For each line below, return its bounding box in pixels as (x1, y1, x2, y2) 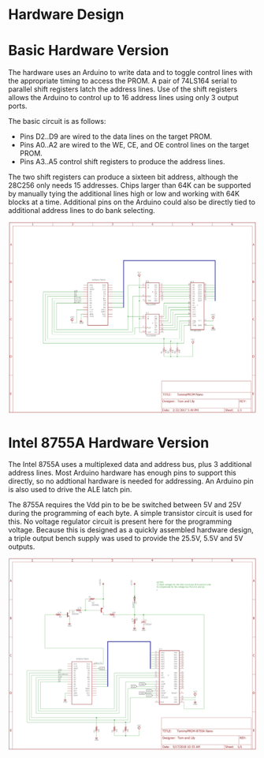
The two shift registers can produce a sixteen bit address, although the (8, 172, 239, 182)
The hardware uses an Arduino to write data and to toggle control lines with (8, 68, 254, 77)
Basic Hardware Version (8, 42, 169, 60)
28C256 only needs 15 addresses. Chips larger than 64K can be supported (8, 181, 251, 190)
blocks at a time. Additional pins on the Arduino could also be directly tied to (8, 197, 256, 207)
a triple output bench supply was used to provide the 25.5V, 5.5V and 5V (8, 534, 244, 543)
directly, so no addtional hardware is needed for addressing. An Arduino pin (8, 476, 254, 486)
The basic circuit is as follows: (8, 117, 106, 126)
